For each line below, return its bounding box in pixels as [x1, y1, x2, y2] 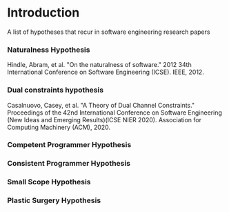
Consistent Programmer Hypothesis [7, 159, 131, 168]
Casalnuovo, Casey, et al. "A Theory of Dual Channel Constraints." [7, 101, 195, 109]
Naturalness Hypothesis [7, 45, 90, 55]
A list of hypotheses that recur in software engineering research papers [7, 28, 210, 36]
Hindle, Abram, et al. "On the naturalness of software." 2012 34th [7, 61, 192, 69]
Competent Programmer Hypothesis [7, 140, 132, 150]
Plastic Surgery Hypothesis [7, 195, 101, 205]
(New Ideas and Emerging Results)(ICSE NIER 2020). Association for [7, 115, 202, 124]
